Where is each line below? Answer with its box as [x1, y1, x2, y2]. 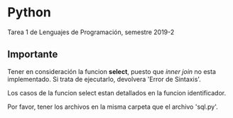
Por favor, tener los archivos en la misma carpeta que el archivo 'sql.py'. [7, 102, 218, 111]
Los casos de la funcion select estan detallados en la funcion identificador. [7, 88, 227, 97]
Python [7, 4, 51, 21]
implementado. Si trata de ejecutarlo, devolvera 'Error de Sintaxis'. [7, 75, 201, 83]
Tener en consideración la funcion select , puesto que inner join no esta [7, 67, 217, 75]
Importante [7, 48, 58, 60]
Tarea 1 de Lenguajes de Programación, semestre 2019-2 [7, 28, 175, 36]
